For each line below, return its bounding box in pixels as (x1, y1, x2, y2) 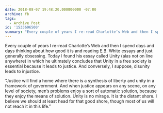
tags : (5, 16, 16, 21)
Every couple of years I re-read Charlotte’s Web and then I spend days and (5, 43, 154, 48)
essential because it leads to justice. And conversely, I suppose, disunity (5, 63, 150, 69)
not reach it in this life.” (5, 103, 51, 109)
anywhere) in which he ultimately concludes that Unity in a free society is (5, 58, 151, 64)
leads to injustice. (5, 69, 40, 74)
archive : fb (5, 12, 29, 16)
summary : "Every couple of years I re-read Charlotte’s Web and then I (5, 29, 153, 34)
